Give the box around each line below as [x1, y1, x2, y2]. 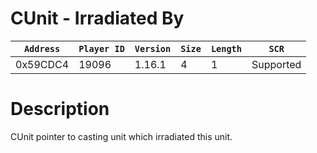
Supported [251, 57, 302, 71]
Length [210, 43, 242, 54]
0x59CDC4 [15, 57, 70, 71]
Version [134, 43, 172, 54]
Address [23, 43, 61, 54]
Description [10, 98, 110, 121]
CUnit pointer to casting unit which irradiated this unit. [10, 130, 233, 142]
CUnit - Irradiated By [10, 7, 185, 30]
